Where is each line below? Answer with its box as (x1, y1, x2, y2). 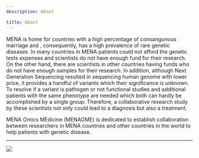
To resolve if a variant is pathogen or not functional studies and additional (6, 85, 186, 93)
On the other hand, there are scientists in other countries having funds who (6, 60, 190, 68)
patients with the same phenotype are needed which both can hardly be (6, 92, 182, 99)
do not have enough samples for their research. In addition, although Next (6, 67, 187, 74)
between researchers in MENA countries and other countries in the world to (6, 122, 191, 129)
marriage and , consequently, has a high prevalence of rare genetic (6, 42, 171, 49)
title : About (6, 19, 38, 25)
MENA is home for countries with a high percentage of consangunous (6, 35, 176, 42)
